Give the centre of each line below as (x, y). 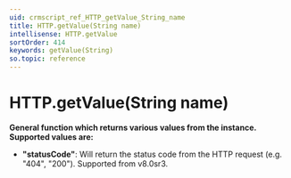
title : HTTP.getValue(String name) (75, 26)
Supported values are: (51, 137)
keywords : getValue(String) (62, 51)
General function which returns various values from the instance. (133, 127)
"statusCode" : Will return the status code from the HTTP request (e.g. (152, 154)
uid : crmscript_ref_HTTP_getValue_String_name (97, 17)
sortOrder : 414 (37, 42)
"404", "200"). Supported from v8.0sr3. (95, 163)
